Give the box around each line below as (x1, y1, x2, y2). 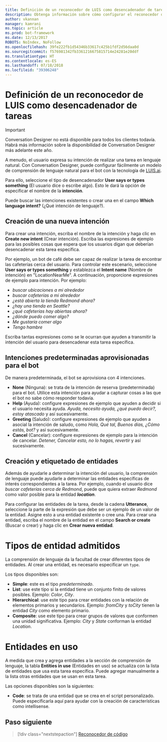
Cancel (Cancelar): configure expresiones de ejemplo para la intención (12, 432, 158, 438)
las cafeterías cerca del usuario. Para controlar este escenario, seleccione (5, 261, 157, 267)
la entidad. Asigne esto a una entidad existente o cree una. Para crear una (5, 512, 157, 518)
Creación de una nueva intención (5, 217, 110, 226)
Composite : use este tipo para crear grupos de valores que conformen (12, 613, 158, 619)
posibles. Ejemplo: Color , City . (12, 592, 75, 598)
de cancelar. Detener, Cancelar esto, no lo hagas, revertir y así (12, 437, 141, 443)
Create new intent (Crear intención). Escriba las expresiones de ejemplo (5, 236, 154, 242)
